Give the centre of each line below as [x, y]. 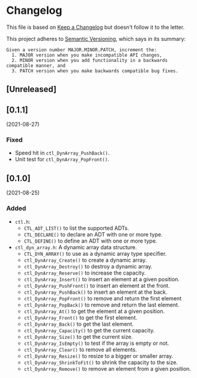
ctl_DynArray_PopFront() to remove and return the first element [103, 298]
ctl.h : [23, 222]
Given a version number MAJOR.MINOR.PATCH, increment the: [82, 50]
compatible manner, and [36, 66]
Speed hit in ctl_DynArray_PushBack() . [62, 153]
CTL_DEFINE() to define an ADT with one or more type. [90, 241]
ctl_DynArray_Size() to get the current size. [78, 336]
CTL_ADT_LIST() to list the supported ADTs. [76, 228]
